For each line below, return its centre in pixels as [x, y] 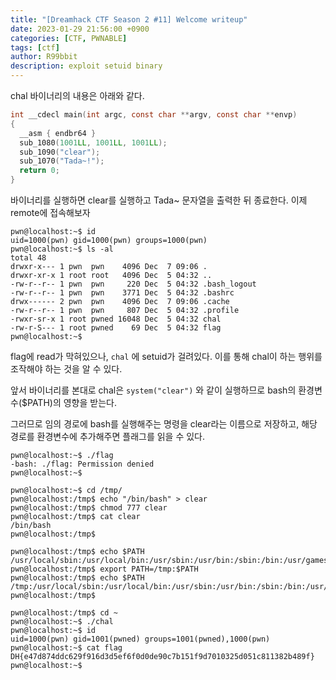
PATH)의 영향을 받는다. [71, 402]
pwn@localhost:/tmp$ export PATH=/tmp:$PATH [104, 569]
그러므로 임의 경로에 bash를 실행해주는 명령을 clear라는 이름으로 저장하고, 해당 [164, 424]
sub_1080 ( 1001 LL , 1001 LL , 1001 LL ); [93, 142]
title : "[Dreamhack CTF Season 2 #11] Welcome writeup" [129, 19]
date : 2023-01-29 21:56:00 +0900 [80, 29]
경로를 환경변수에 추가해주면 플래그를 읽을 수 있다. [108, 436]
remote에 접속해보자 [50, 212]
